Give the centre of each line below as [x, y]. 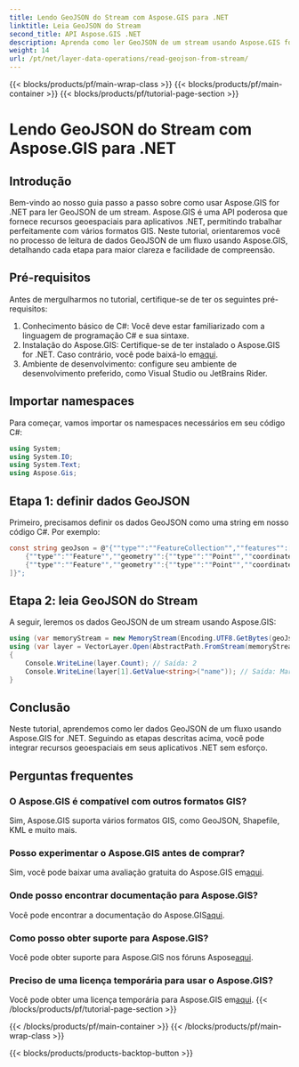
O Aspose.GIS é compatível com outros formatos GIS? [128, 801]
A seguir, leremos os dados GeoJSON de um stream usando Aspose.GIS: [143, 622]
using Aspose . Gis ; [43, 473]
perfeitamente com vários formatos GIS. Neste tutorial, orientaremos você [145, 231]
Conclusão [40, 707]
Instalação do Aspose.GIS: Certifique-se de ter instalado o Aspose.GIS [151, 344]
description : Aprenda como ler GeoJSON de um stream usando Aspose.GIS [145, 42]
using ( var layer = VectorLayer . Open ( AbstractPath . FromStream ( [129, 647]
